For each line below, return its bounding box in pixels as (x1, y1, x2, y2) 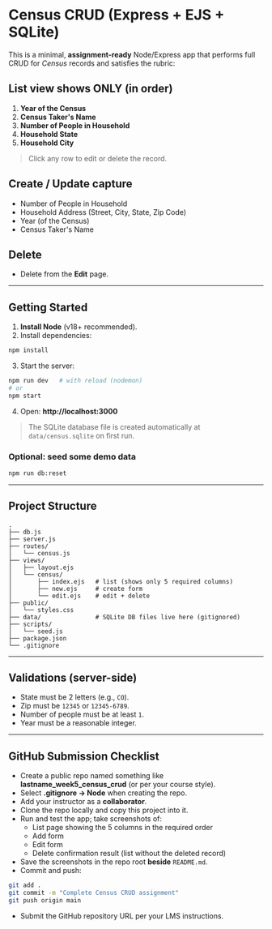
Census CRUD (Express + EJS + (8, 6, 225, 24)
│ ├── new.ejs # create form (8, 584, 143, 593)
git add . (8, 881, 42, 889)
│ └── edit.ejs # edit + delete (8, 592, 151, 600)
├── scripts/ (8, 620, 53, 628)
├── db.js (8, 528, 42, 536)
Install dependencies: (19, 331, 92, 340)
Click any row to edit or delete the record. (28, 153, 168, 163)
